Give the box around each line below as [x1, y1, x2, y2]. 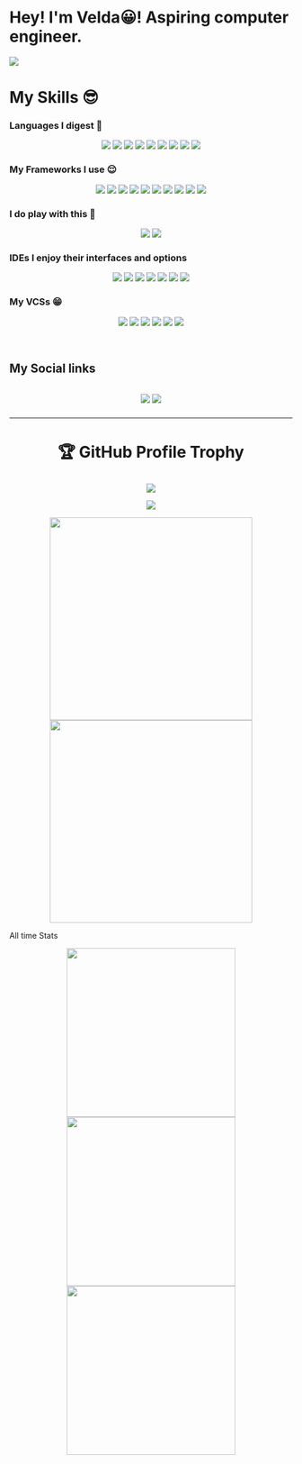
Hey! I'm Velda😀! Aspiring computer [9, 7, 289, 28]
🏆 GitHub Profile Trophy [58, 441, 244, 462]
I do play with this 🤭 [9, 207, 96, 220]
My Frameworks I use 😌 [9, 163, 117, 176]
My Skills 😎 [9, 87, 99, 108]
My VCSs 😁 [9, 296, 63, 308]
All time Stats [9, 930, 58, 941]
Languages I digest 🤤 [9, 120, 103, 132]
